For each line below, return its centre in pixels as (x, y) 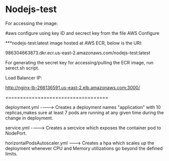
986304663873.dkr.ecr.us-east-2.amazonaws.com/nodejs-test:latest (78, 53)
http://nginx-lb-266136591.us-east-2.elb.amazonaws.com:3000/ (73, 88)
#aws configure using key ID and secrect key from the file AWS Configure (82, 33)
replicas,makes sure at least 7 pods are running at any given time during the (84, 112)
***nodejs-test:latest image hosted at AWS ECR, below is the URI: (74, 43)
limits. (11, 153)
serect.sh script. (22, 68)
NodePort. (16, 133)
